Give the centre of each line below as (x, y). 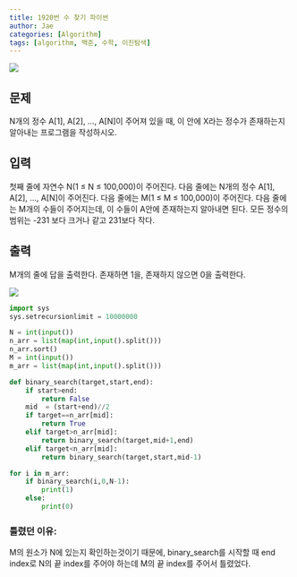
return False (66, 399)
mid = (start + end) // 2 (68, 407)
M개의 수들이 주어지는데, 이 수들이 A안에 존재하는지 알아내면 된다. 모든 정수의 (153, 209)
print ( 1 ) (58, 490)
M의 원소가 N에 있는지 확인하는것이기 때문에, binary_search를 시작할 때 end (142, 553)
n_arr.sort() (34, 349)
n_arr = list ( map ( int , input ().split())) (86, 341)
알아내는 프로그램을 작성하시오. (64, 133)
